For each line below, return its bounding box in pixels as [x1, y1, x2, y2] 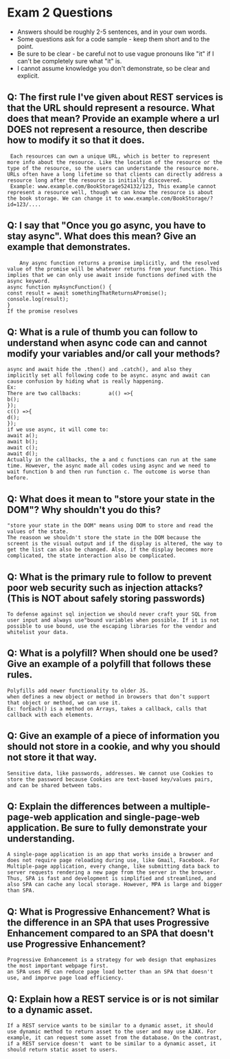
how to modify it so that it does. [7, 134, 146, 146]
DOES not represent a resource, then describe [7, 124, 208, 136]
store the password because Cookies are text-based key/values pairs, [7, 776, 214, 783]
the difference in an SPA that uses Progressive [7, 916, 209, 928]
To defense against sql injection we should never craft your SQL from [7, 611, 216, 618]
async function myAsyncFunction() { [7, 284, 112, 291]
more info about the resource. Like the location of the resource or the [7, 158, 223, 166]
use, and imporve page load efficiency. [7, 974, 125, 982]
